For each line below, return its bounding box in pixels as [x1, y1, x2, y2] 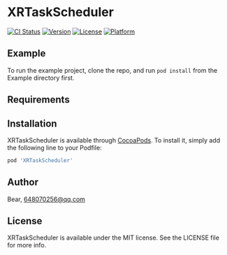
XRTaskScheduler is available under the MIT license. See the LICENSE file [7, 233, 220, 242]
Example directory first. [7, 73, 75, 82]
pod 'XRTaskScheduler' [7, 156, 73, 164]
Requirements [7, 94, 70, 105]
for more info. [7, 241, 47, 249]
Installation [7, 117, 57, 129]
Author [7, 176, 38, 189]
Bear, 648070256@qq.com [7, 195, 86, 203]
